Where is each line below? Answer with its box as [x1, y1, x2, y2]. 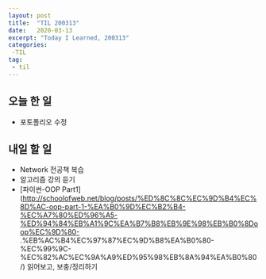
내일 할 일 [8, 142, 52, 155]
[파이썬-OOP [19, 185, 61, 194]
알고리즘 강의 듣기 [19, 175, 75, 185]
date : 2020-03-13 [8, 26, 73, 34]
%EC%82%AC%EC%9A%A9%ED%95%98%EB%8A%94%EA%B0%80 [19, 253, 257, 262]
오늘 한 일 [8, 94, 52, 108]
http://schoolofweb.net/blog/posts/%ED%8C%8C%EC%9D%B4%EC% [22, 193, 257, 203]
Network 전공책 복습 [19, 165, 85, 174]
